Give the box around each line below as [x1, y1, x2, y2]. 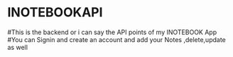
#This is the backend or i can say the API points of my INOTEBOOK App [7, 28, 217, 36]
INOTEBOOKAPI [7, 4, 103, 21]
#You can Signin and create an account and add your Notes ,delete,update [7, 35, 226, 43]
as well [7, 43, 28, 51]
